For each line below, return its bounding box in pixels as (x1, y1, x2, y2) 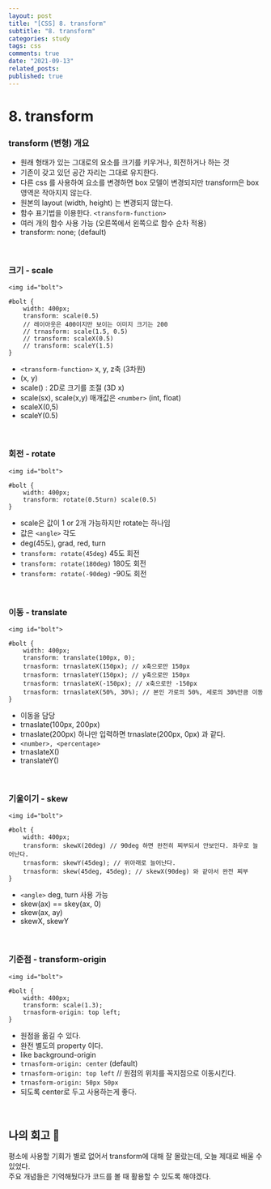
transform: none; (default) (19, 228, 107, 237)
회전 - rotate (8, 448, 56, 460)
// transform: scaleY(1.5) (23, 342, 114, 350)
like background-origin (19, 1050, 97, 1059)
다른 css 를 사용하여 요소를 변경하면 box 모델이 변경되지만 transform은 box (19, 177, 260, 187)
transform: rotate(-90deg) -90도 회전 (19, 568, 147, 578)
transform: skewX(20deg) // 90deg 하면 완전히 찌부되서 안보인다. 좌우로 (23, 842, 249, 850)
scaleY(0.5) (19, 411, 58, 421)
